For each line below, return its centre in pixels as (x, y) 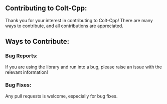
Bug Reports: (22, 56)
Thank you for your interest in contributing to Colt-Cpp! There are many (79, 20)
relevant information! (27, 72)
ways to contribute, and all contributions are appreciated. (64, 26)
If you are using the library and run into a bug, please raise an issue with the (83, 67)
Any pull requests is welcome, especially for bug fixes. (61, 96)
